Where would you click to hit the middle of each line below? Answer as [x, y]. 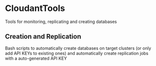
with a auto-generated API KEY [36, 58]
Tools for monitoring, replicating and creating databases [61, 22]
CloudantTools [35, 8]
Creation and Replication [43, 37]
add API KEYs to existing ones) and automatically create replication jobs [77, 53]
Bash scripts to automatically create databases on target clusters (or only [78, 48]
